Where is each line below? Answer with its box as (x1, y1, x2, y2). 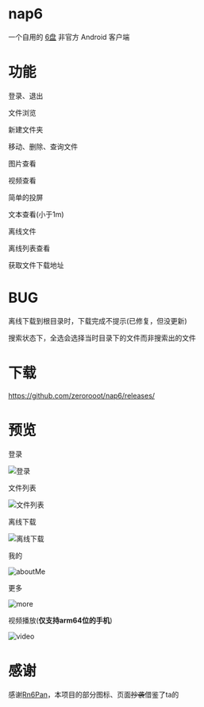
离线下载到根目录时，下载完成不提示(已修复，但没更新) (8, 316, 188, 325)
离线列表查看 (8, 243, 50, 253)
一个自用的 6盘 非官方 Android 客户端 (8, 32, 130, 41)
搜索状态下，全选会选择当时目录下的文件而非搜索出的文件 (8, 332, 196, 343)
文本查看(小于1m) (8, 209, 65, 219)
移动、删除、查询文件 (8, 141, 78, 151)
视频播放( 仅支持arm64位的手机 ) (8, 615, 113, 625)
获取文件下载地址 (8, 260, 64, 269)
